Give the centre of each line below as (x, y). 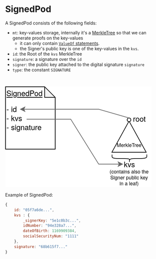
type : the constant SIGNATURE (41, 70)
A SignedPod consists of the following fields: (51, 23)
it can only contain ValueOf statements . (60, 43)
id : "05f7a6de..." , (34, 210)
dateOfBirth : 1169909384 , (50, 231)
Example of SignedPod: (29, 195)
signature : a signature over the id (47, 59)
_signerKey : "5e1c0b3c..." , (52, 221)
